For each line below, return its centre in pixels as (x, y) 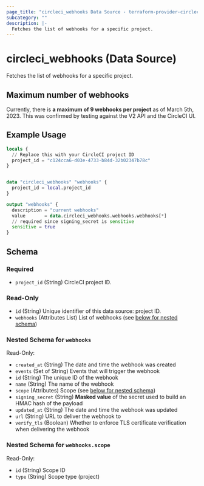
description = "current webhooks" (55, 210)
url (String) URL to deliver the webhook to (68, 416)
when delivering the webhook (52, 430)
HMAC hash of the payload (49, 403)
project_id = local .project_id (51, 188)
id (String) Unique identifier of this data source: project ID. (88, 311)
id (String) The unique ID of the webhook (66, 378)
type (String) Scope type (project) (57, 476)
